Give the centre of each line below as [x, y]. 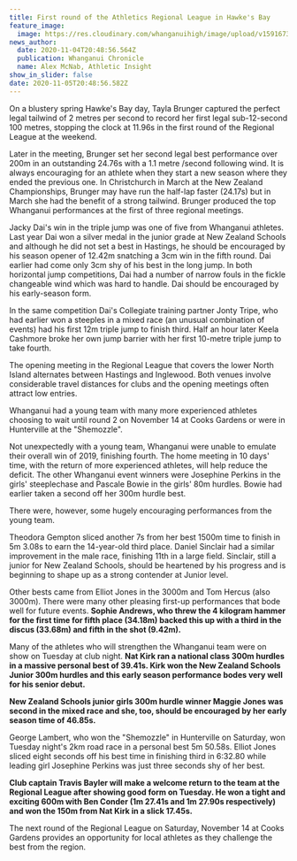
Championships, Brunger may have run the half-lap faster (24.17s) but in [140, 191]
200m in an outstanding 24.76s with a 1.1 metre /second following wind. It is [147, 163]
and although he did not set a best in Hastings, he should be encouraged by [147, 246]
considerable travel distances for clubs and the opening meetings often [139, 384]
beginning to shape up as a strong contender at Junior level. [119, 574]
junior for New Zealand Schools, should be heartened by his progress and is [148, 565]
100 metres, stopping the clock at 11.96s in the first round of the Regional [142, 127]
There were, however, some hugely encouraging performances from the [141, 511]
